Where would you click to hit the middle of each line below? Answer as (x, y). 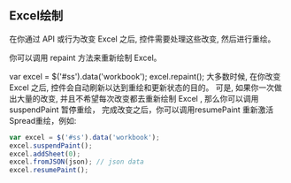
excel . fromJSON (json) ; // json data (77, 162)
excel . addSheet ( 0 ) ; (45, 154)
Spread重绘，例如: (43, 120)
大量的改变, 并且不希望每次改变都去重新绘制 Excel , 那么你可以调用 (138, 98)
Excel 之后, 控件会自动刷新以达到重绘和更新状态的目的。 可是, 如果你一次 (142, 88)
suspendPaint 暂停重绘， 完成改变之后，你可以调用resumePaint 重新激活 (142, 110)
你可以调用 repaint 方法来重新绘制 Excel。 (85, 57)
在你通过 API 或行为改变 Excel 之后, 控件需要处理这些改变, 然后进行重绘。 (142, 39)
